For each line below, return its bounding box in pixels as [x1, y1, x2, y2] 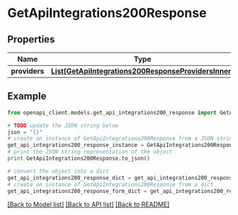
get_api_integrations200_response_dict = [7, 174, 132, 182]
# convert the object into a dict [7, 167, 110, 175]
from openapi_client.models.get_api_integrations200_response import [7, 109, 217, 116]
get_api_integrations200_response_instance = [7, 142, 144, 149]
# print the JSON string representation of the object [7, 148, 173, 155]
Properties [7, 33, 55, 45]
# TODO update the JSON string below [7, 122, 119, 129]
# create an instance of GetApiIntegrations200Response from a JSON [7, 135, 214, 143]
